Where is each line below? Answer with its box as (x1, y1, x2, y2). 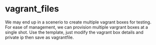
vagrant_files (5, 3, 59, 14)
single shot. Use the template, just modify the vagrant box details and (5, 29, 144, 35)
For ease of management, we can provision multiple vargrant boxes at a (5, 24, 148, 30)
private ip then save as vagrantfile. (5, 34, 74, 40)
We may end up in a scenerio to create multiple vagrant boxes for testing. (5, 19, 152, 25)
